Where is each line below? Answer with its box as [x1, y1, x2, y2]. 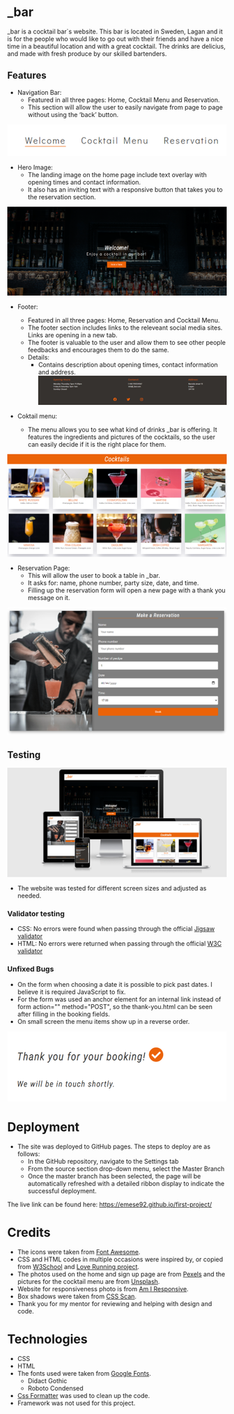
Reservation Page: [17, 564, 70, 572]
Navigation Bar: [17, 88, 62, 96]
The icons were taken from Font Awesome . [17, 1247, 141, 1256]
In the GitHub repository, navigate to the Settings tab [27, 1157, 179, 1165]
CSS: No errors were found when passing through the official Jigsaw [17, 925, 215, 933]
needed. [17, 891, 42, 900]
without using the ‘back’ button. [27, 110, 119, 118]
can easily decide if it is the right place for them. [27, 440, 166, 448]
